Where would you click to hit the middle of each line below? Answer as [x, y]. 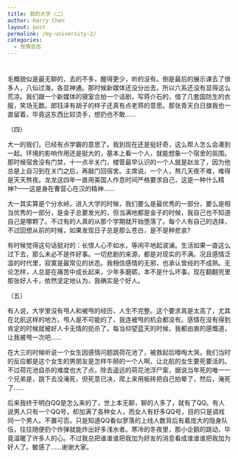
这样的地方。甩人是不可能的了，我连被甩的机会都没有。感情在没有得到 [128, 320]
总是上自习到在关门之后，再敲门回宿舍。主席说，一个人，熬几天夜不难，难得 [119, 171]
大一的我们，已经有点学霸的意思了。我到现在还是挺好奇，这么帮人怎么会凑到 [119, 144]
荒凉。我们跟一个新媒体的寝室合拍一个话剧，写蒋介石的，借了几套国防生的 [116, 97]
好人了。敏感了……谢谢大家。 [50, 447]
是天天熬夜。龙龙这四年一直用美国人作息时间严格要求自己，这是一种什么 [113, 180]
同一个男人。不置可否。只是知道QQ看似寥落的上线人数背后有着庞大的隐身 [114, 420]
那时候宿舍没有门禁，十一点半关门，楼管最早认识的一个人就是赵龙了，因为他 [119, 162]
